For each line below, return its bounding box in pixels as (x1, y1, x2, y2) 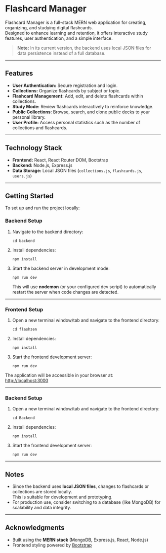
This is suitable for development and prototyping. (12, 494, 113, 500)
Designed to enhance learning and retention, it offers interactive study (5, 30, 148, 36)
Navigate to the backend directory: (12, 229, 83, 235)
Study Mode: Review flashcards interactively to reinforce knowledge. (12, 103, 154, 109)
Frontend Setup (5, 306, 43, 313)
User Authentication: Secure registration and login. (12, 82, 118, 88)
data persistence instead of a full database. (17, 50, 106, 56)
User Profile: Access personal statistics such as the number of (12, 119, 141, 125)
